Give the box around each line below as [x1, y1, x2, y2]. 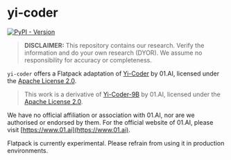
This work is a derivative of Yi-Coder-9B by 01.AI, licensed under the [24, 90, 221, 98]
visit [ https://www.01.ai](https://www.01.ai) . [7, 125, 130, 134]
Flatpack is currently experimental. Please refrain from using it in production [7, 139, 225, 147]
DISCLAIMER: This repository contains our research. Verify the [24, 41, 205, 49]
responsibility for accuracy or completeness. [24, 55, 153, 64]
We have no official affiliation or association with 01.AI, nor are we [7, 111, 196, 119]
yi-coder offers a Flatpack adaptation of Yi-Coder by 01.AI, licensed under [7, 69, 220, 78]
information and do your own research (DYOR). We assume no [24, 48, 203, 57]
